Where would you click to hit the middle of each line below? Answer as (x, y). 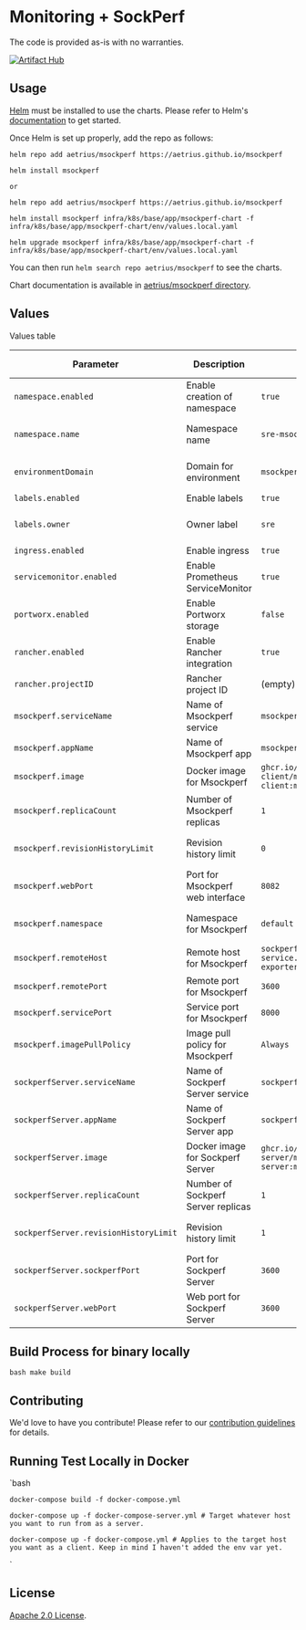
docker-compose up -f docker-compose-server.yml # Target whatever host (150, 1516)
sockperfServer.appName (66, 1119)
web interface (216, 897)
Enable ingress (218, 550)
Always (275, 1044)
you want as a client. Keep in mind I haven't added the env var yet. (146, 1548)
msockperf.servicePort (63, 1012)
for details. (30, 1432)
